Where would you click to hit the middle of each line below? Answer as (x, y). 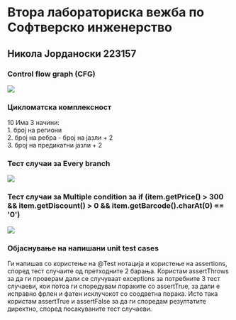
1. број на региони (35, 130)
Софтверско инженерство (90, 27)
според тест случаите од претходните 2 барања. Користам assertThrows (118, 271)
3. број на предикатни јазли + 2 (55, 145)
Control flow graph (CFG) (51, 74)
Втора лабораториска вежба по (106, 12)
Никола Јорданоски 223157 (72, 54)
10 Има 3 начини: (34, 123)
